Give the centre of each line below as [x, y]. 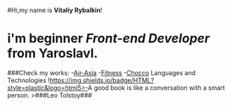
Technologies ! [29, 80]
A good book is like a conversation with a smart [156, 88]
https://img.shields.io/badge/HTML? [102, 80]
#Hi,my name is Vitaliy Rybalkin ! [55, 10]
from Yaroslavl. [53, 54]
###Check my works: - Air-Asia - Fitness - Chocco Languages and [102, 72]
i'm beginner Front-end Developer [109, 39]
